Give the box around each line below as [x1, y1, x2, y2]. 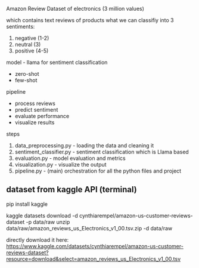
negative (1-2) [14, 35, 49, 41]
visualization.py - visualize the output [14, 161, 107, 168]
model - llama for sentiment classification [6, 59, 108, 66]
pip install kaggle [6, 200, 48, 208]
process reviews [14, 100, 55, 107]
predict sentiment [14, 106, 58, 113]
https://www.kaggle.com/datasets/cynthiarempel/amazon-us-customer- [6, 242, 184, 249]
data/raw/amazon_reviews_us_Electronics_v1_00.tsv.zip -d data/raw [6, 224, 173, 232]
